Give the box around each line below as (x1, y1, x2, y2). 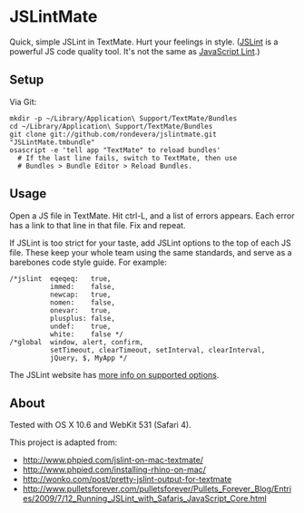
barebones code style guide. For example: (9, 256, 168, 267)
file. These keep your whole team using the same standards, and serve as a (9, 247, 292, 257)
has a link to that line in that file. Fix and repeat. (9, 219, 186, 230)
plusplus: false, (49, 314, 116, 323)
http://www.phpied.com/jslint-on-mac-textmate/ (22, 455, 204, 466)
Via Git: (9, 96, 37, 107)
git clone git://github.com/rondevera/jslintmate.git (9, 130, 218, 139)
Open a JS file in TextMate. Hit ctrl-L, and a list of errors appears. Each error (9, 210, 295, 221)
